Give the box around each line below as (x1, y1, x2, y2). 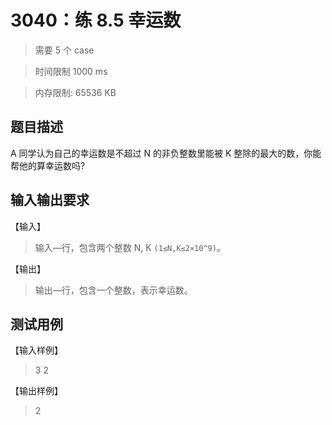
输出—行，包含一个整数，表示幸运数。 (34, 284, 193, 296)
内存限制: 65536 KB (34, 86, 117, 98)
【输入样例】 (10, 344, 63, 356)
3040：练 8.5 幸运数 (10, 9, 182, 32)
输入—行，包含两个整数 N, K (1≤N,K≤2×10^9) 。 (34, 241, 226, 253)
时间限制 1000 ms (34, 65, 108, 77)
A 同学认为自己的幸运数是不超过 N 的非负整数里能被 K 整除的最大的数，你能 (10, 147, 322, 159)
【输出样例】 (10, 385, 63, 397)
